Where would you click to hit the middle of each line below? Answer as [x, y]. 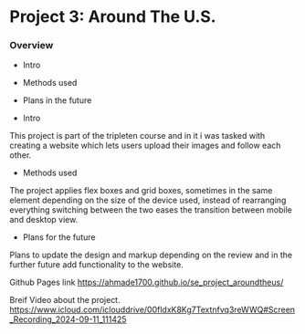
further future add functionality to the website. [97, 265]
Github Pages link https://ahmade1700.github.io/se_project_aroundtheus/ [147, 282]
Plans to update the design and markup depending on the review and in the [151, 255]
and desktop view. [44, 220]
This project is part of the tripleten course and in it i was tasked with [137, 136]
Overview [32, 46]
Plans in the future [57, 100]
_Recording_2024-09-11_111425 [68, 319]
